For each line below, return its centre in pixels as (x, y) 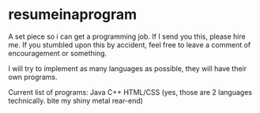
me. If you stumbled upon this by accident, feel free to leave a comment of (130, 44)
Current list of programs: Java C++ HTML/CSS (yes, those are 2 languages (130, 92)
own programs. (33, 77)
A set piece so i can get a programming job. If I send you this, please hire (127, 36)
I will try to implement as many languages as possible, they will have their (128, 68)
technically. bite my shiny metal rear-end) (76, 100)
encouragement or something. (58, 53)
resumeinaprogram (73, 15)
